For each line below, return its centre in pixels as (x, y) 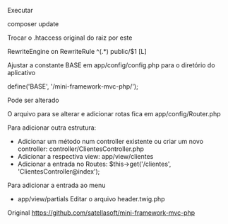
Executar (20, 10)
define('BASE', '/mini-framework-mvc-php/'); (73, 86)
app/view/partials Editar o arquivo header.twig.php (91, 199)
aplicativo (22, 73)
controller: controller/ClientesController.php (81, 149)
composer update (33, 24)
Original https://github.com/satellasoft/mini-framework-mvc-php (101, 213)
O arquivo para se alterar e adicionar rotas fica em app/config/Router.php (114, 114)
